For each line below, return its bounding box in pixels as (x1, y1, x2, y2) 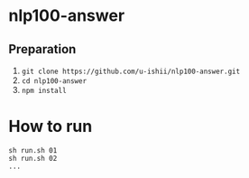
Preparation (8, 42, 77, 57)
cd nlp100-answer (21, 77, 88, 86)
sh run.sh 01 (8, 145, 58, 155)
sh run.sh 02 (8, 154, 58, 163)
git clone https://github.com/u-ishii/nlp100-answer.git (21, 67, 241, 76)
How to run (8, 117, 93, 136)
